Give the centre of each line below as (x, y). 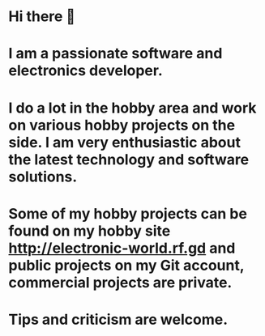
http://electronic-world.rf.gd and (122, 248)
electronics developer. (86, 71)
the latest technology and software (129, 159)
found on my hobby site (90, 231)
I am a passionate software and (115, 54)
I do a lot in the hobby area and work (132, 108)
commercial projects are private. (120, 282)
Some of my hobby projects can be (128, 213)
